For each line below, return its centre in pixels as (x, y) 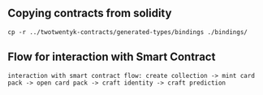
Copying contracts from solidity (90, 13)
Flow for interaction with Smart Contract (112, 57)
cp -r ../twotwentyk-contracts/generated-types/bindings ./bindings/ (128, 32)
